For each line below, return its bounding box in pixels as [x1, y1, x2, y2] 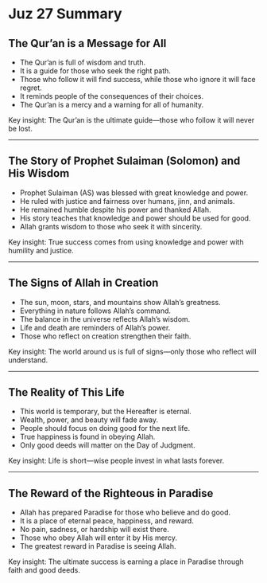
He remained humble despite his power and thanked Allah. [19, 205, 212, 214]
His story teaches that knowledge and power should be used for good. [19, 213, 251, 223]
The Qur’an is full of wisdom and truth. [19, 57, 146, 67]
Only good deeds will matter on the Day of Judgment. [19, 440, 196, 450]
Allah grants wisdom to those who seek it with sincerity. [19, 221, 203, 231]
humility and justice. [8, 245, 74, 255]
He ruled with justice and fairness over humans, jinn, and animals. [19, 196, 235, 205]
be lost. [8, 124, 33, 133]
